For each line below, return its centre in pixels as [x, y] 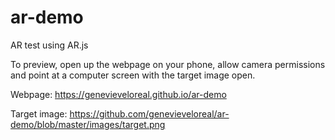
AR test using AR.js [49, 45]
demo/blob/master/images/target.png [88, 124]
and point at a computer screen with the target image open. [133, 75]
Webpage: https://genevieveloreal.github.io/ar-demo [118, 94]
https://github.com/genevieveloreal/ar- [149, 113]
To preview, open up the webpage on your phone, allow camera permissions [168, 64]
